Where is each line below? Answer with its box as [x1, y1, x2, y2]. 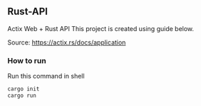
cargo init [7, 86, 40, 93]
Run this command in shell [7, 72, 85, 81]
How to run [7, 56, 46, 66]
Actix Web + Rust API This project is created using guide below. [7, 24, 195, 33]
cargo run [7, 92, 37, 99]
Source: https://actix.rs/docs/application [7, 38, 126, 47]
